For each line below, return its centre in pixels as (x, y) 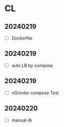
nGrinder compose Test (35, 92)
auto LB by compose (32, 65)
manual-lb (22, 120)
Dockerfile (22, 38)
